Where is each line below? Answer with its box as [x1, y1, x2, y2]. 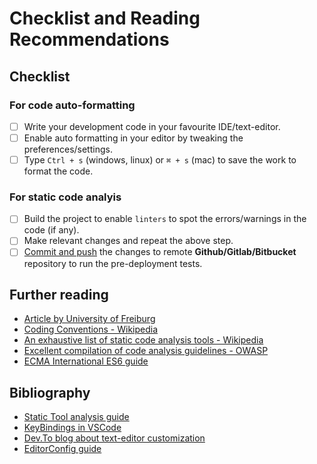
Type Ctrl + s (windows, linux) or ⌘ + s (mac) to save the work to [23, 154, 297, 166]
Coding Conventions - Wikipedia [23, 323, 159, 336]
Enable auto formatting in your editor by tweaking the [23, 132, 244, 144]
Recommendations [9, 28, 170, 51]
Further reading [9, 286, 109, 303]
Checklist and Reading [9, 7, 201, 30]
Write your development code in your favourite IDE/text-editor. [23, 120, 281, 132]
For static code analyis [9, 190, 122, 204]
